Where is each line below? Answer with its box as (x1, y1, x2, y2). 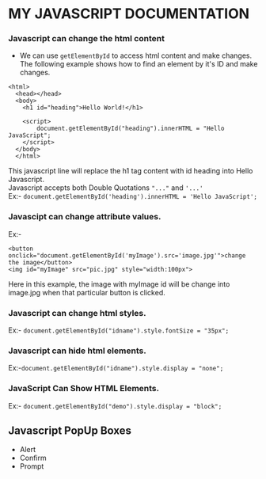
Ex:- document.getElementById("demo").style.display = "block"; (8, 401, 222, 410)
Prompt (19, 462, 44, 471)
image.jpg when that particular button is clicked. (8, 287, 166, 297)
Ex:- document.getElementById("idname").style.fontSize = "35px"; (8, 325, 230, 335)
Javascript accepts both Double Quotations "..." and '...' (8, 183, 203, 192)
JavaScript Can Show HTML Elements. (8, 383, 160, 394)
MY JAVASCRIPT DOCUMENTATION (8, 5, 250, 23)
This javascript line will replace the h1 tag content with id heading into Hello (8, 166, 253, 176)
